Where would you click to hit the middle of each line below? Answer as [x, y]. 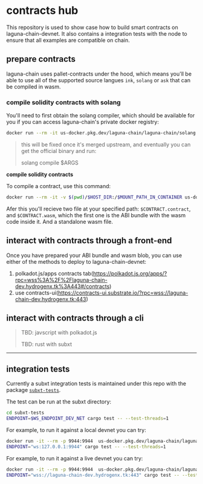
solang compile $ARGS [50, 162]
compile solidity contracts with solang [63, 102]
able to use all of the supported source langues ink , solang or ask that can [98, 80]
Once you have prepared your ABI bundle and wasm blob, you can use [94, 255]
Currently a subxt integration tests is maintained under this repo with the [96, 384]
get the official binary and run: [59, 151]
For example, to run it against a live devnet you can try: [75, 458]
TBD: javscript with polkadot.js [59, 333]
